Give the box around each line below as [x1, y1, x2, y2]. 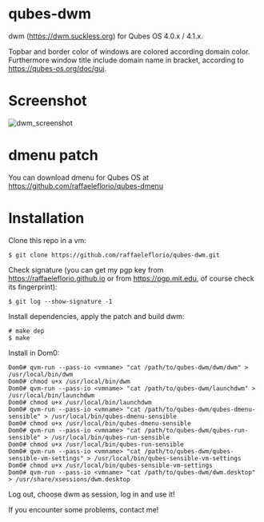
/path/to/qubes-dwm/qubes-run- [144, 426, 249, 434]
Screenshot [8, 92, 87, 110]
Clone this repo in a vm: [8, 235, 86, 245]
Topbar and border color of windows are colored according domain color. [8, 46, 250, 56]
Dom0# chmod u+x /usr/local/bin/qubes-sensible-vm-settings [8, 461, 214, 469]
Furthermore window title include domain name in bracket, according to [8, 55, 244, 65]
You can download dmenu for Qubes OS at [8, 173, 150, 182]
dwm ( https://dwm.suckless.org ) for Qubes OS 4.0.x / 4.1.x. [8, 31, 204, 41]
